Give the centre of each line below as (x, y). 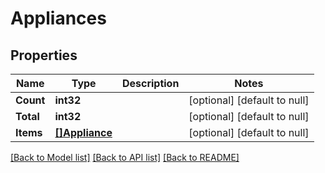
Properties (44, 55)
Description (150, 83)
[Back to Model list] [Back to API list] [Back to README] (125, 157)
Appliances (58, 18)
